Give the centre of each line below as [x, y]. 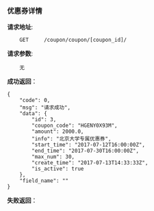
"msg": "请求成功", [45, 108]
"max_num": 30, [53, 157]
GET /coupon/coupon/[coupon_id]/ [73, 40]
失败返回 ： [22, 201]
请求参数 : [20, 53]
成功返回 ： [22, 82]
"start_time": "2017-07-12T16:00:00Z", [89, 145]
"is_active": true [58, 169]
